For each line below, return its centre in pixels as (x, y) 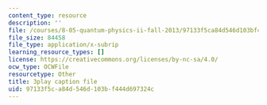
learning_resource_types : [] (56, 52)
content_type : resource (48, 15)
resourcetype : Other (43, 74)
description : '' (35, 23)
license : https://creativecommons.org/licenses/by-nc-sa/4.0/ (113, 60)
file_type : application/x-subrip (64, 45)
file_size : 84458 (37, 37)
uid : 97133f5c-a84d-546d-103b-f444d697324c (81, 89)
